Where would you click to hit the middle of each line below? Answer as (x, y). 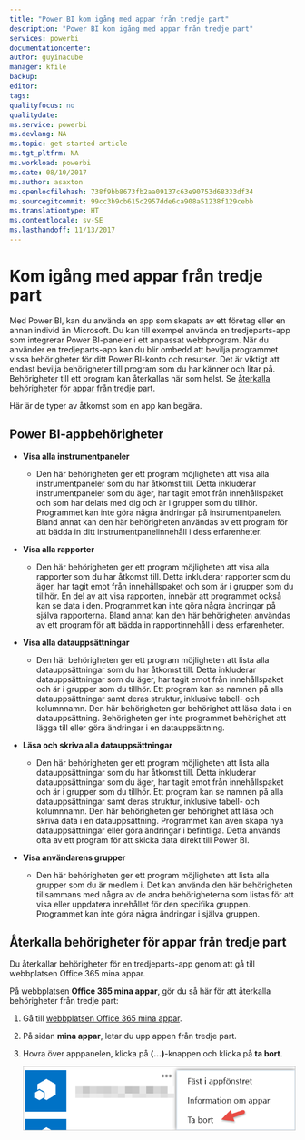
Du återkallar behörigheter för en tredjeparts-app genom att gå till (133, 964)
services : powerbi (44, 38)
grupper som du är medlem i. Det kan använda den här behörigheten (164, 885)
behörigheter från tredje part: (64, 1001)
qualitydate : (34, 115)
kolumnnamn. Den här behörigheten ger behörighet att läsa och (155, 811)
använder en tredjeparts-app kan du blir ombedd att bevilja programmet (144, 349)
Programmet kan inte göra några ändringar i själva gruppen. (148, 914)
